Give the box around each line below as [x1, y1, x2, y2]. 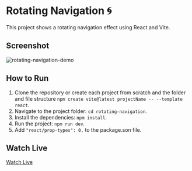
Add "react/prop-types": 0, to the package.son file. [14, 126, 142, 133]
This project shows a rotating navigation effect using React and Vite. [6, 23, 170, 30]
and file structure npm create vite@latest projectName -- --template [14, 95, 183, 102]
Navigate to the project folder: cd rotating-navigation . [14, 107, 148, 115]
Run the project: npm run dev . [14, 120, 85, 127]
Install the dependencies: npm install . [14, 114, 107, 121]
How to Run [6, 73, 49, 83]
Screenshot [6, 41, 50, 51]
